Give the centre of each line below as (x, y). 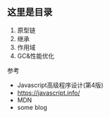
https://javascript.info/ (48, 93)
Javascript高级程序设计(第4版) (60, 85)
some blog (32, 107)
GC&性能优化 (36, 56)
